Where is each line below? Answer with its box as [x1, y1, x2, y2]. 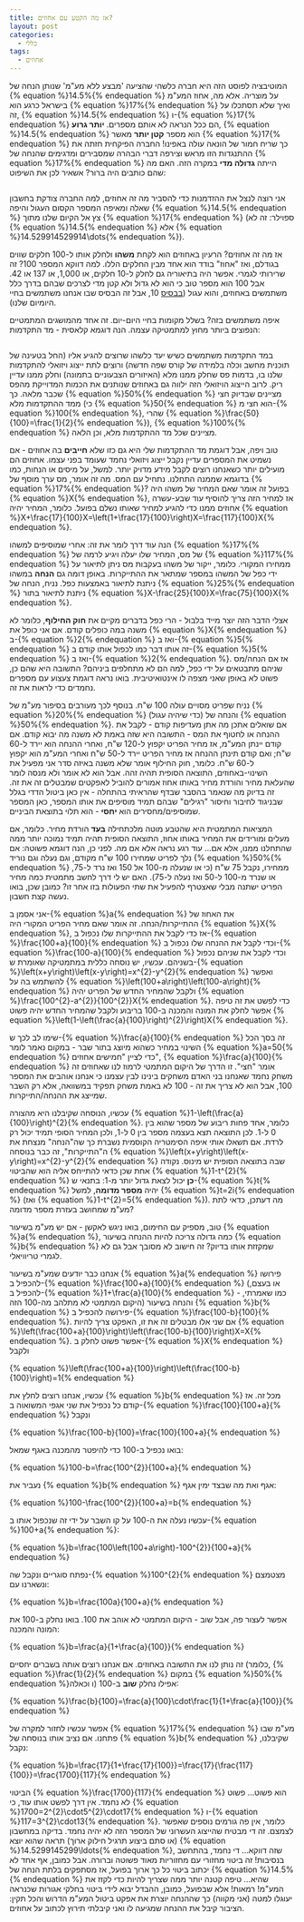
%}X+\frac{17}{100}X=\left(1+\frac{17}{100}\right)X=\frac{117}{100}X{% [9, 512, 275, 523]
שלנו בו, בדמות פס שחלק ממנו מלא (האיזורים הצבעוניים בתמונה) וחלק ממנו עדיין [9, 369, 283, 379]
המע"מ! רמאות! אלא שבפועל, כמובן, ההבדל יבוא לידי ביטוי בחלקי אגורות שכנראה [9, 1884, 284, 1894]
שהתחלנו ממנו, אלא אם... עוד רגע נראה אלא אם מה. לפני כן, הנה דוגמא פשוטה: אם [9, 843, 292, 853]
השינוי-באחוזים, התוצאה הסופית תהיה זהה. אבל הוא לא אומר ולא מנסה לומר [9, 768, 269, 778]
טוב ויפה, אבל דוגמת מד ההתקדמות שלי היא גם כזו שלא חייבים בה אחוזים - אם [9, 445, 279, 455]
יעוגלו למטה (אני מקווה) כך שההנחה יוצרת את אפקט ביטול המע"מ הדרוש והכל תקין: [9, 1893, 292, 1904]
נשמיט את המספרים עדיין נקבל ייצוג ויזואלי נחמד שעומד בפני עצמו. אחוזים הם [9, 455, 271, 465]
